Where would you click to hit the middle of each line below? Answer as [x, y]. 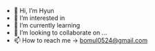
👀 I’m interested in [39, 18]
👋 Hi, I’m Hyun [34, 11]
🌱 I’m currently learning [47, 25]
